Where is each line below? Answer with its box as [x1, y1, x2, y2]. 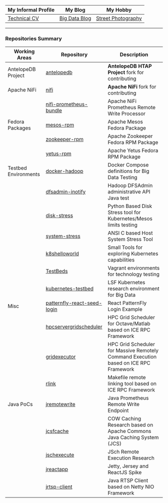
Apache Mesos [107, 118, 143, 125]
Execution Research [107, 454, 155, 461]
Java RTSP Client [107, 477, 148, 484]
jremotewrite [45, 401, 75, 408]
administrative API [107, 188, 150, 195]
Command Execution [107, 353, 156, 360]
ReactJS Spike [107, 469, 142, 476]
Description [119, 51, 148, 58]
